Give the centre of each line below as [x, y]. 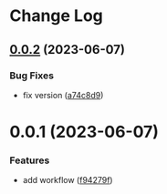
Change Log [56, 16]
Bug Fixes [32, 76]
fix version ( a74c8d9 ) [63, 95]
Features [30, 160]
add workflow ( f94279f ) [68, 180]
